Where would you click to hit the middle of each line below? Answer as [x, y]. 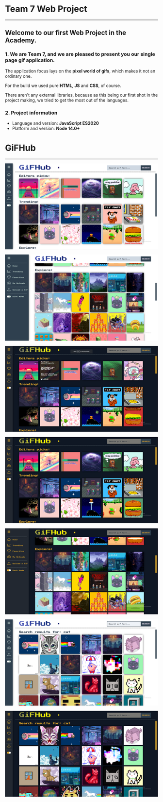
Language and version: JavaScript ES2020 [56, 123]
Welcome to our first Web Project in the [66, 33]
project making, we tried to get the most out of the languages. [67, 100]
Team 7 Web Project [46, 9]
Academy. [21, 41]
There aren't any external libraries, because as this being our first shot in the [81, 95]
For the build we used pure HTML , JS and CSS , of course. [63, 85]
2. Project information [31, 113]
